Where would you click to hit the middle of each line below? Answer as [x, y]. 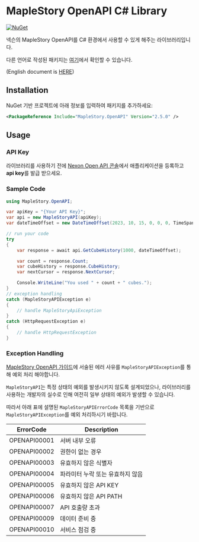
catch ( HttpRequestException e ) [46, 322]
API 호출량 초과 [80, 508]
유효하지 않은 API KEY [89, 486]
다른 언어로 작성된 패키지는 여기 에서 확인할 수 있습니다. [69, 59]
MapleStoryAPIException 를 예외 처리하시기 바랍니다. [67, 415]
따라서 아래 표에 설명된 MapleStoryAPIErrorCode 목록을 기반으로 [81, 407]
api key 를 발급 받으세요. [34, 173]
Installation [27, 90]
